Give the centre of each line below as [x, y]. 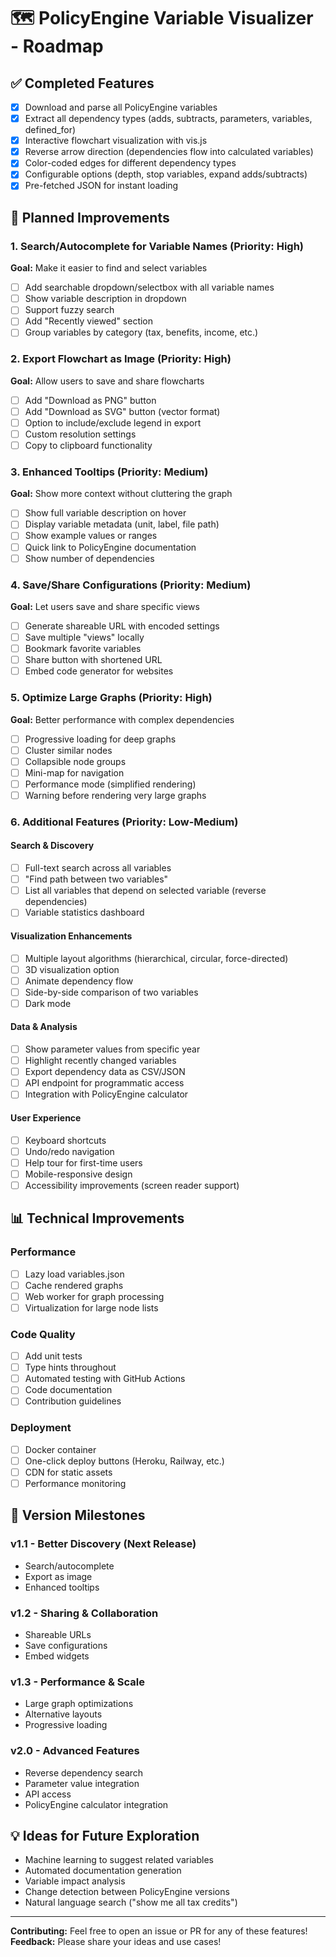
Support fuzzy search [69, 310]
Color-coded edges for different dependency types [130, 163]
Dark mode [48, 1003]
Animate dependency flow [79, 981]
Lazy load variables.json [74, 1274]
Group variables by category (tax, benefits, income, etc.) [141, 332]
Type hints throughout [70, 1367]
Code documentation [68, 1390]
